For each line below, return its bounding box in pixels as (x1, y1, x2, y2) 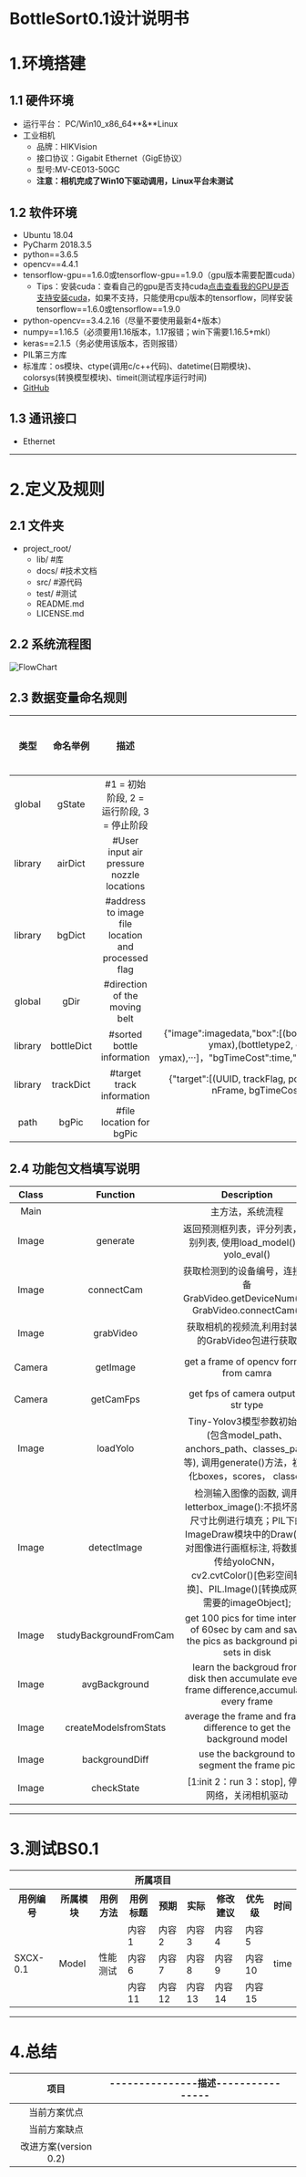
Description (220, 1188, 273, 1201)
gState (56, 798, 86, 811)
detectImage (87, 1541, 143, 1554)
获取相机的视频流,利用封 (186, 1321, 290, 1333)
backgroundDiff (81, 1753, 149, 1766)
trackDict (51, 1078, 91, 1091)
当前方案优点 (28, 2106, 84, 2119)
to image (107, 907, 145, 919)
